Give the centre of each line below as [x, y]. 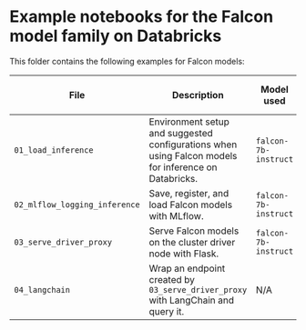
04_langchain [42, 290]
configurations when [193, 145]
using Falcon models [193, 155]
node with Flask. [184, 254]
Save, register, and [189, 193]
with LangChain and [192, 300]
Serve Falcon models [194, 231]
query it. [167, 311]
